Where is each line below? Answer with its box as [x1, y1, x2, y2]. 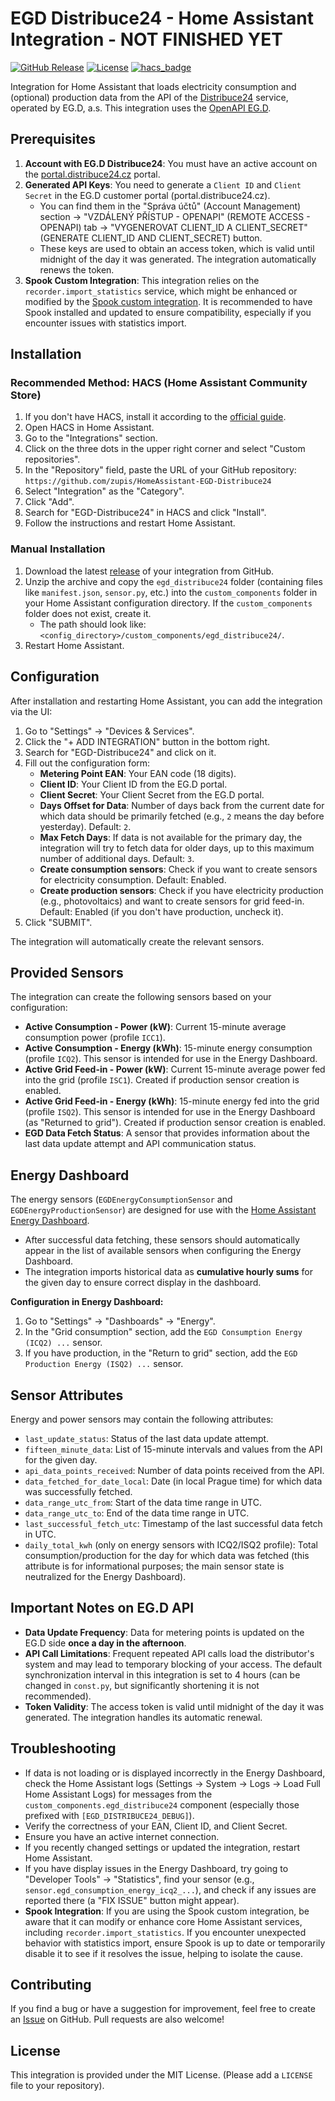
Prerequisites [10, 131, 96, 148]
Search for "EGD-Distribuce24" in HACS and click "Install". [24, 507, 267, 519]
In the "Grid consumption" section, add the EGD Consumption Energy [24, 1326, 303, 1338]
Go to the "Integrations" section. [24, 432, 158, 444]
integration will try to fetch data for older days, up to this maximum [39, 842, 315, 854]
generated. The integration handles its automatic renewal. [24, 1711, 263, 1723]
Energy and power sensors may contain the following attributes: [10, 1413, 274, 1425]
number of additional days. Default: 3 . [39, 852, 195, 864]
